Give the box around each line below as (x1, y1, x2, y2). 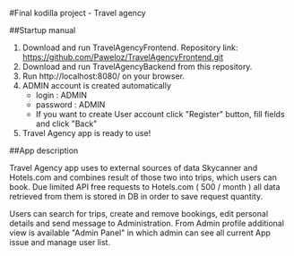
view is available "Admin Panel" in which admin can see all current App (9, 227, 272, 238)
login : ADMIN (35, 90, 88, 100)
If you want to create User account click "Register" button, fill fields (35, 109, 285, 119)
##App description (9, 145, 79, 156)
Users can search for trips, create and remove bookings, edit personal (9, 209, 269, 218)
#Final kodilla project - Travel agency (9, 8, 146, 18)
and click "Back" (35, 118, 98, 129)
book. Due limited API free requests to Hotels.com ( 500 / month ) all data (9, 182, 281, 192)
